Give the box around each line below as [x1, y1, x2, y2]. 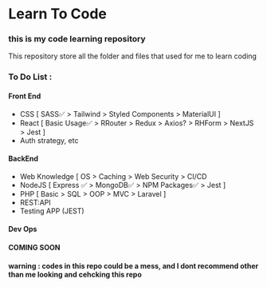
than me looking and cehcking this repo [8, 269, 142, 279]
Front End [8, 91, 41, 101]
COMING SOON [8, 243, 61, 252]
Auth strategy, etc [19, 135, 79, 145]
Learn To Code [8, 5, 108, 23]
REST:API [19, 197, 52, 207]
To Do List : [8, 71, 53, 82]
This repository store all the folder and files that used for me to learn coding [8, 51, 257, 61]
